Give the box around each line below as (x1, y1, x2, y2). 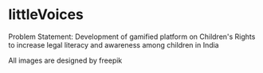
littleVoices (8, 6, 84, 24)
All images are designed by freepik (8, 56, 123, 65)
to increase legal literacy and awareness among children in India (8, 40, 219, 49)
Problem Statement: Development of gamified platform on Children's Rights (8, 32, 256, 41)
